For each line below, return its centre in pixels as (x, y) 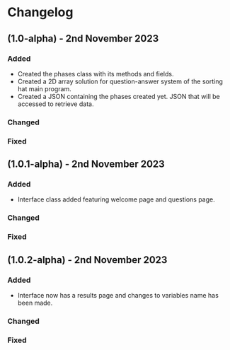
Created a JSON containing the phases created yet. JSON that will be (119, 96)
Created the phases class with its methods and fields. (96, 74)
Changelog (40, 12)
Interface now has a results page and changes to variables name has (118, 295)
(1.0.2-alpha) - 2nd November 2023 (87, 260)
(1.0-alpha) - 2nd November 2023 (83, 39)
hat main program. (45, 88)
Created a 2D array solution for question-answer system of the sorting (120, 81)
